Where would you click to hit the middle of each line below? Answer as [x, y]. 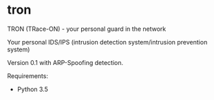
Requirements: [28, 76]
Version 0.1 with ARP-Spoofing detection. [65, 62]
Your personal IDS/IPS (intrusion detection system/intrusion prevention [107, 42]
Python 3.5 [32, 89]
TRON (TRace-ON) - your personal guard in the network [87, 29]
